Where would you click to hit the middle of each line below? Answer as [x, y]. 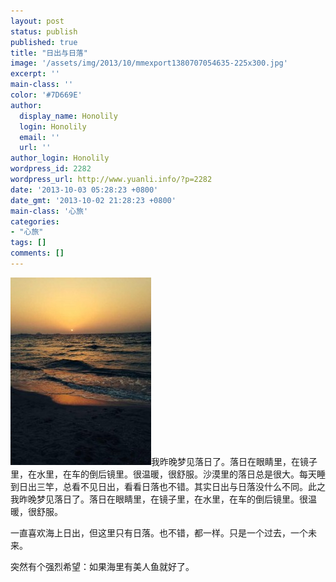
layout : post [37, 21]
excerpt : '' [35, 74]
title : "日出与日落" [49, 53]
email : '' [39, 137]
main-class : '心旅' [49, 211]
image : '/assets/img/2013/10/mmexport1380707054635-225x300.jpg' [149, 63]
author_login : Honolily [60, 158]
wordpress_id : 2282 [51, 169]
